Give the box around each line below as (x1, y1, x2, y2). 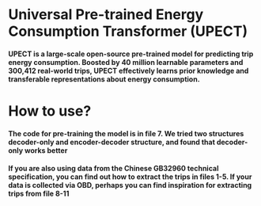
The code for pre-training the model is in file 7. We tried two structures (8, 128, 244, 138)
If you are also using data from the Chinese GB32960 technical (8, 164, 219, 174)
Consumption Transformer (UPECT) (8, 22, 248, 40)
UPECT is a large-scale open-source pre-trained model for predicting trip (8, 49, 254, 59)
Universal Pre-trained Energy (8, 6, 204, 24)
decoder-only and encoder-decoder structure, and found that (8, 137, 216, 147)
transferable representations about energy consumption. (8, 74, 200, 84)
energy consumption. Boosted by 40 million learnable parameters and (8, 57, 244, 67)
